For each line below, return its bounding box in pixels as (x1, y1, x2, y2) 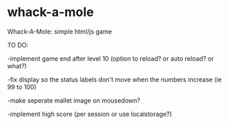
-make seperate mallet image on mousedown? (7, 96, 141, 105)
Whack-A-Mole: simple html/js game (7, 27, 112, 36)
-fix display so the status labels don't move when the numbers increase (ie (7, 75, 222, 84)
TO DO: (7, 41, 29, 49)
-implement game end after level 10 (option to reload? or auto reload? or (7, 54, 214, 63)
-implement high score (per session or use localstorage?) (7, 110, 172, 118)
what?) (7, 61, 27, 70)
